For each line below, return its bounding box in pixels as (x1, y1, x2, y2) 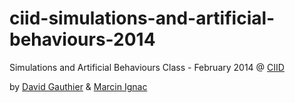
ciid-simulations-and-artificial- (9, 7, 276, 30)
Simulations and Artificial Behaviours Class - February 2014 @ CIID (9, 61, 285, 73)
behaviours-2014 (9, 28, 156, 51)
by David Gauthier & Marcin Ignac (9, 80, 148, 92)
